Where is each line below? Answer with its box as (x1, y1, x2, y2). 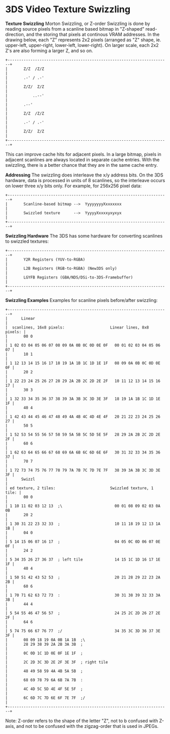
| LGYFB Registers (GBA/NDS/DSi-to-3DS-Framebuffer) (5, 274, 133, 280)
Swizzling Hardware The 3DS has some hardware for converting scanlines (5, 233, 163, 239)
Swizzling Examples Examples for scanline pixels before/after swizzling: (5, 297, 158, 303)
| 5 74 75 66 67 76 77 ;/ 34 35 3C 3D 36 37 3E (5, 628, 160, 634)
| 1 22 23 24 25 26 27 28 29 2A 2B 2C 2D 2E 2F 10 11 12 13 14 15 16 (5, 378, 160, 384)
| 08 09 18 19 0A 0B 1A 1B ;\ (5, 637, 86, 642)
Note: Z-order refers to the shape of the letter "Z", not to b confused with (5, 718, 158, 724)
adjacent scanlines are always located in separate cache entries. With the (5, 157, 160, 163)
